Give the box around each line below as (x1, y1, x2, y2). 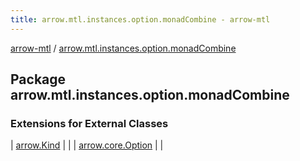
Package (10, 71, 67, 88)
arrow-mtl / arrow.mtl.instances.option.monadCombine (10, 42, 237, 54)
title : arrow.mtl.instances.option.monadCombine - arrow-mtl (10, 14, 271, 25)
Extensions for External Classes (10, 116, 169, 130)
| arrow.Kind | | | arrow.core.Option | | (10, 139, 164, 151)
